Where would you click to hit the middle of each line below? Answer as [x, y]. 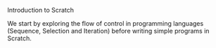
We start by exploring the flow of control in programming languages [106, 23]
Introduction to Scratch [41, 10]
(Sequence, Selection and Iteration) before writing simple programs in [108, 31]
